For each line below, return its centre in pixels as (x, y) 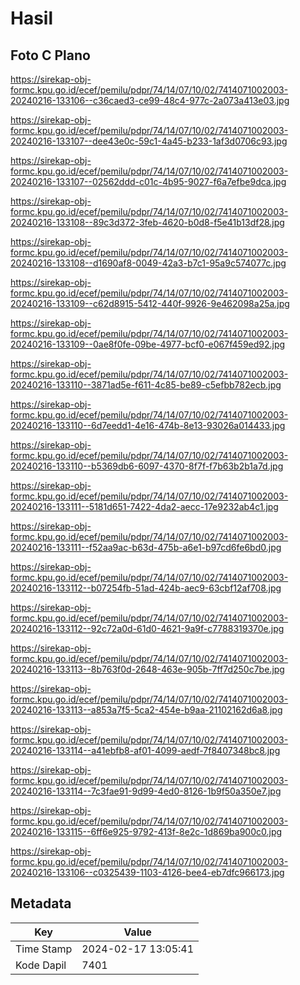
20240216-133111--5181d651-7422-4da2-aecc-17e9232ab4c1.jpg (144, 506)
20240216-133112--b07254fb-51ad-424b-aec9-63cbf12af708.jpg (146, 588)
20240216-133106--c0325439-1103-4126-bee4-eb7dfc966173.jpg (147, 872)
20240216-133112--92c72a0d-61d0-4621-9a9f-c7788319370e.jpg (147, 628)
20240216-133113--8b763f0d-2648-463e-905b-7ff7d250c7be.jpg (147, 669)
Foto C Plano (50, 55)
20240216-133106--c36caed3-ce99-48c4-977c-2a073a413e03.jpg (150, 100)
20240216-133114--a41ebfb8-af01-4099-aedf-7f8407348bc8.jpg (145, 750)
